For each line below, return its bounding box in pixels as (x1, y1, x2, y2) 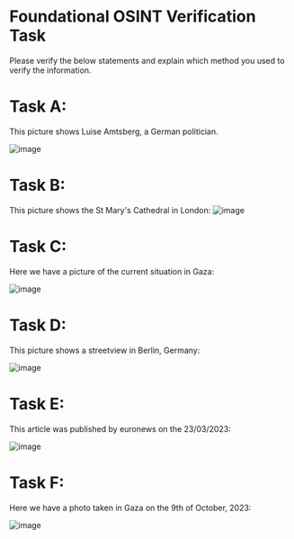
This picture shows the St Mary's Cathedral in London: (9, 204, 211, 215)
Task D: (9, 315, 67, 335)
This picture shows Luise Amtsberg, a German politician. (9, 126, 218, 137)
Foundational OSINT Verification (9, 6, 256, 27)
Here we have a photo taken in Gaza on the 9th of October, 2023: (9, 502, 252, 513)
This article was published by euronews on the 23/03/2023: (9, 423, 231, 434)
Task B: (9, 175, 66, 195)
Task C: (9, 237, 67, 256)
